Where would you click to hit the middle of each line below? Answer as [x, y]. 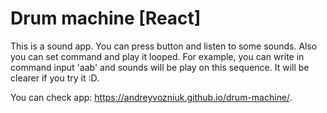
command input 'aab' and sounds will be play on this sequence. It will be [160, 67]
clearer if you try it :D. [55, 78]
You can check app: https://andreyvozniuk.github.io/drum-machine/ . [151, 97]
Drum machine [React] [106, 18]
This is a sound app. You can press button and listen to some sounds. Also [164, 46]
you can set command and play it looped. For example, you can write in [157, 56]
